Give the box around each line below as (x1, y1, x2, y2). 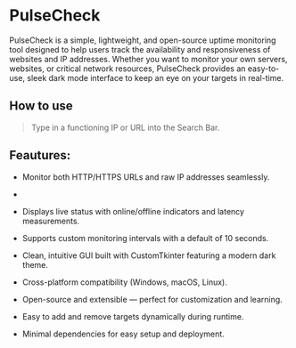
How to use (9, 99, 73, 114)
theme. (21, 259, 49, 270)
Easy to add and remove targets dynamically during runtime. (21, 311, 244, 321)
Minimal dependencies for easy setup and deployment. (21, 328, 225, 339)
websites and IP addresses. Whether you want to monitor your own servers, (9, 53, 288, 64)
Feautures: (9, 148, 71, 163)
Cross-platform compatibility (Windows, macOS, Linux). (21, 277, 227, 287)
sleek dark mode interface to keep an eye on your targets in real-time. (26, 72, 284, 83)
